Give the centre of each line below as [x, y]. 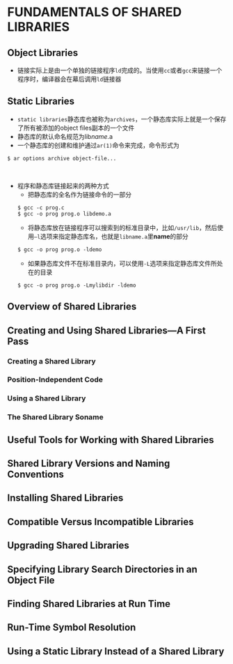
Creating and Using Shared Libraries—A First [107, 330]
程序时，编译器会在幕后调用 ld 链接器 [69, 79]
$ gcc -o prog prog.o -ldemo [59, 249]
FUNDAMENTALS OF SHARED [95, 12]
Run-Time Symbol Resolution [72, 627]
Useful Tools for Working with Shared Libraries [111, 440]
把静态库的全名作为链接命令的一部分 [80, 194]
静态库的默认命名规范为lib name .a [65, 136]
